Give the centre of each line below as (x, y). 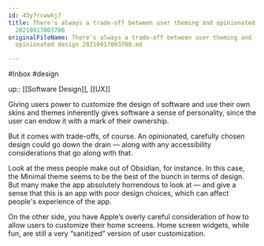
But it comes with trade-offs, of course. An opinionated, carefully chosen (127, 136)
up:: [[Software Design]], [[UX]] (59, 89)
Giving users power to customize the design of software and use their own (129, 105)
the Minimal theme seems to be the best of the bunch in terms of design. (126, 177)
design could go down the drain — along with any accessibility (110, 145)
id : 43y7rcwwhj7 (35, 15)
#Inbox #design (33, 74)
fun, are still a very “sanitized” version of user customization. (107, 233)
